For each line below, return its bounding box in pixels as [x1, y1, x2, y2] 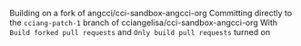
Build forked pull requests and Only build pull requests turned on [9, 27, 271, 37]
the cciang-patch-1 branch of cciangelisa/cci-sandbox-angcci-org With [9, 17, 278, 28]
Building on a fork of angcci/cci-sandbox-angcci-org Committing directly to [9, 8, 293, 18]
